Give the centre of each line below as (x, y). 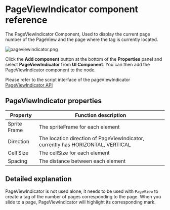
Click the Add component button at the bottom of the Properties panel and (84, 59)
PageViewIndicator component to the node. (51, 70)
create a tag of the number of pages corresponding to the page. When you (83, 196)
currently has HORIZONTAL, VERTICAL (85, 144)
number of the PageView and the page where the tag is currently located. (82, 39)
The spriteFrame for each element (79, 127)
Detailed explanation (38, 179)
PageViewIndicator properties (54, 101)
